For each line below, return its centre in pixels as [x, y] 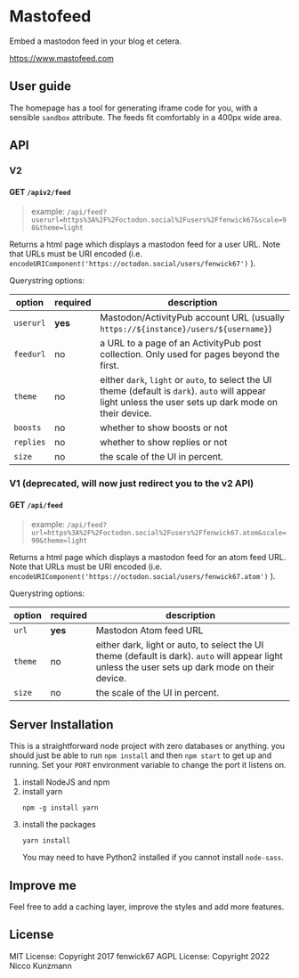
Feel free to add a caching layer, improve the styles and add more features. [147, 907]
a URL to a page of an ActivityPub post [181, 343]
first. [109, 365]
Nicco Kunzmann [41, 966]
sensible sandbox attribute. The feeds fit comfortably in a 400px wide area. [145, 117]
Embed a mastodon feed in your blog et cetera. [96, 41]
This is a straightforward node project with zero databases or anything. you [147, 746]
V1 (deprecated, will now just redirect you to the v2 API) [132, 484]
